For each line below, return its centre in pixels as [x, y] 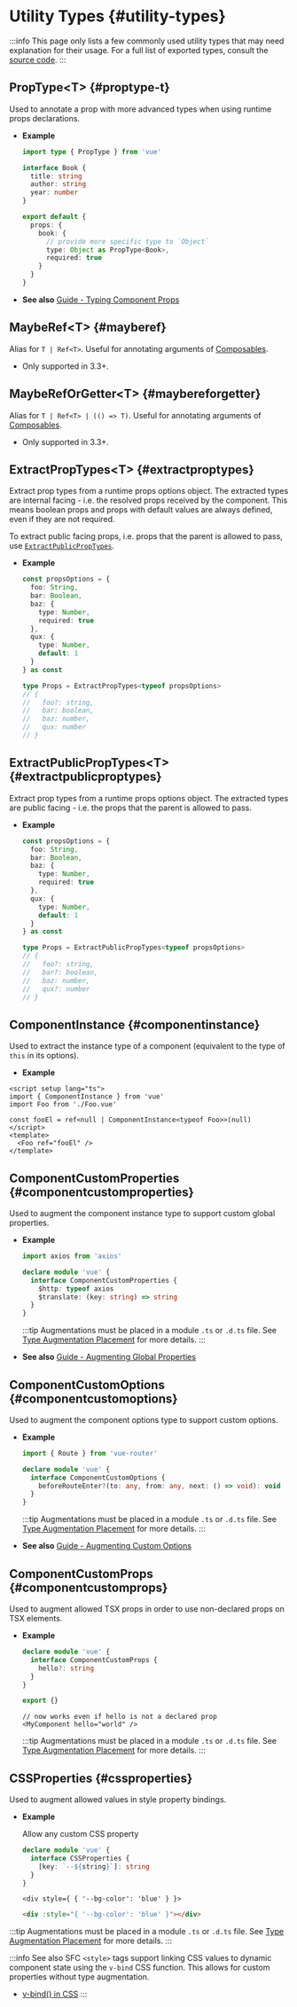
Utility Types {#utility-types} [117, 16]
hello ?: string [66, 1668]
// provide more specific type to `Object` [128, 241]
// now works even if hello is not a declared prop [119, 1717]
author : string [59, 184]
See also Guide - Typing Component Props [101, 300]
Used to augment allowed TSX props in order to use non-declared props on [147, 1609]
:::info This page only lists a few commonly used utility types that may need [147, 41]
